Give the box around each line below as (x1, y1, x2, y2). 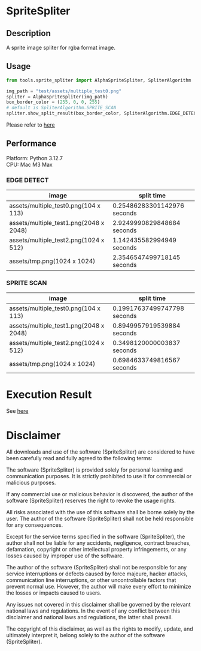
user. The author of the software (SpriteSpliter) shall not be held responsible (6, 515, 194, 523)
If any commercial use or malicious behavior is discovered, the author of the (6, 491, 194, 498)
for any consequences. (6, 521, 63, 529)
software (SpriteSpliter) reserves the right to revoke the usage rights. (6, 497, 176, 505)
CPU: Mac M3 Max (6, 161, 53, 168)
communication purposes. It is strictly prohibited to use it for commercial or (6, 473, 192, 480)
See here (6, 407, 29, 415)
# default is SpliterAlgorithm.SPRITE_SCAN (6, 105, 117, 111)
